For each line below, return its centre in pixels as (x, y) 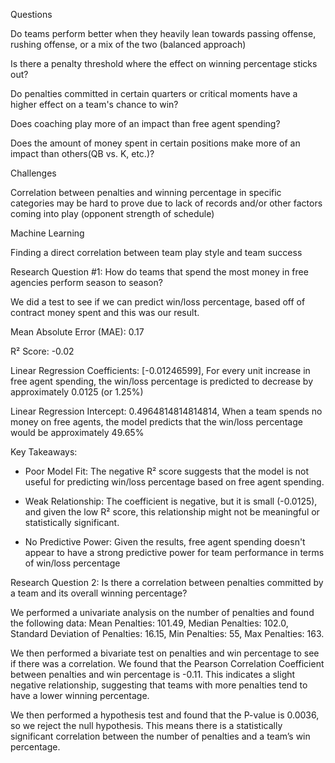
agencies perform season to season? (86, 282)
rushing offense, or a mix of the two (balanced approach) (128, 44)
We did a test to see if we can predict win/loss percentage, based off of (158, 302)
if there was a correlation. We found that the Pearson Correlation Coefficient (167, 663)
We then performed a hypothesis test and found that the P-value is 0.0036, (165, 715)
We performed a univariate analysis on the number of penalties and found (162, 612)
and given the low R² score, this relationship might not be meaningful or (172, 512)
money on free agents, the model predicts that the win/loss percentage (156, 422)
